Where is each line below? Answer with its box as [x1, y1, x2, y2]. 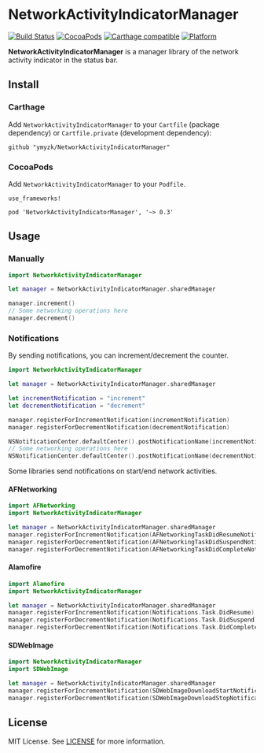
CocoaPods [8, 161, 53, 172]
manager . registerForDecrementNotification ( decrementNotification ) [8, 423, 230, 431]
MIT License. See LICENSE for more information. [8, 736, 166, 746]
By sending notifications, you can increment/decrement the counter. [8, 351, 229, 360]
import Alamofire [8, 580, 65, 588]
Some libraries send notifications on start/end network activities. [8, 466, 218, 476]
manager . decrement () [8, 314, 76, 322]
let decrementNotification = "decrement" [8, 402, 146, 410]
